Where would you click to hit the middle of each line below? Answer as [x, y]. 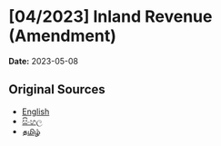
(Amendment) [63, 36]
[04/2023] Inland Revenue [110, 17]
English [35, 112]
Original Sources [57, 89]
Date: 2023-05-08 [44, 61]
